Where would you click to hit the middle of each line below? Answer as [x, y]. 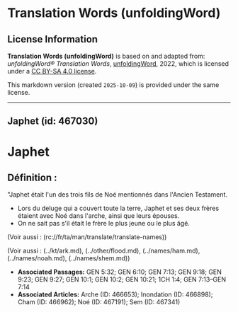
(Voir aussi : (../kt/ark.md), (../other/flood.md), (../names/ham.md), [104, 251]
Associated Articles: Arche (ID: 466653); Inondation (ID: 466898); [115, 294]
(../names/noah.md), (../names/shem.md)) [69, 258]
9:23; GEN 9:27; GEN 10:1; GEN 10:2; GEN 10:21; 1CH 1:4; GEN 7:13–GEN [122, 279]
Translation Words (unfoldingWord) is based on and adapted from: [106, 56]
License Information [52, 39]
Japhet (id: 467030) [53, 121]
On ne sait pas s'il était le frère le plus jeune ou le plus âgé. [103, 224]
